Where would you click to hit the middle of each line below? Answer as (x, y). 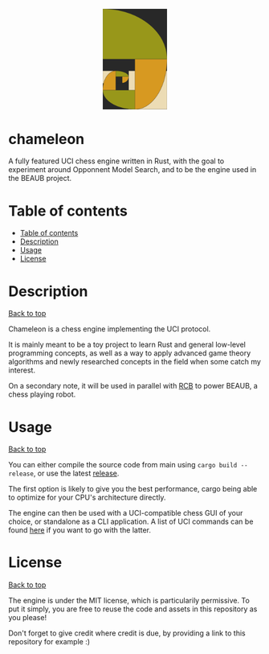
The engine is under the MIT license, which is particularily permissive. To (129, 601)
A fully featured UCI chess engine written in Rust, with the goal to (116, 161)
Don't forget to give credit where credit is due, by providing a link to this (127, 633)
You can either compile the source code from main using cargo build (123, 465)
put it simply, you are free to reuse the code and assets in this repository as (133, 609)
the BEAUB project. (40, 179)
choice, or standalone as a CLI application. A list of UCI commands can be (131, 522)
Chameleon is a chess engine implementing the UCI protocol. (110, 329)
